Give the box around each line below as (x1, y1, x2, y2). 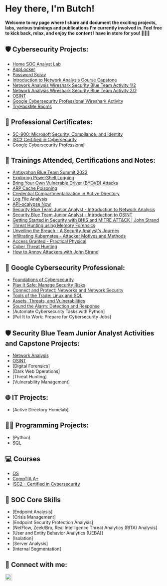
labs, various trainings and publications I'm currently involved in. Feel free (5, 24, 162, 30)
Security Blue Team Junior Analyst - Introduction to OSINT (12, 212, 133, 218)
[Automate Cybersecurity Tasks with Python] (12, 308, 105, 314)
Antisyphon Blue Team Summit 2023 (12, 169, 88, 175)
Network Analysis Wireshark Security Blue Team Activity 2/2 (12, 87, 137, 93)
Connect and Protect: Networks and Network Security (12, 288, 124, 293)
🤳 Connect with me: (5, 560, 67, 569)
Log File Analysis (12, 196, 48, 202)
